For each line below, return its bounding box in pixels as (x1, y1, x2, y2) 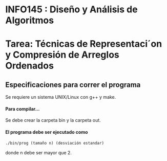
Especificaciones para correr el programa (5, 80, 141, 89)
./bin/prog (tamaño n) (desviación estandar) (5, 140, 104, 146)
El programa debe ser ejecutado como (5, 129, 88, 135)
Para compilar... (5, 105, 40, 112)
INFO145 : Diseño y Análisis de (5, 4, 138, 15)
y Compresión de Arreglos (5, 49, 119, 61)
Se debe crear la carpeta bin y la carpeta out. (5, 117, 101, 123)
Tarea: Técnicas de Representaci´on (5, 38, 162, 50)
